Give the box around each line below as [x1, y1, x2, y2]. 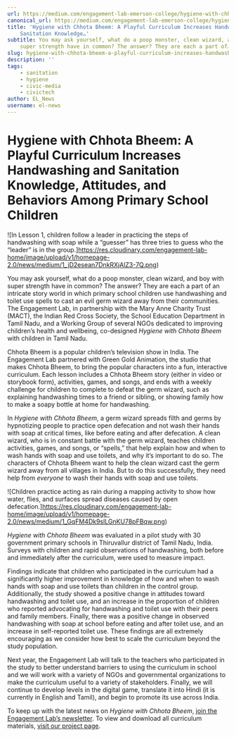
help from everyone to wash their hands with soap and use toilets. [7, 473, 198, 482]
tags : [7, 63, 23, 70]
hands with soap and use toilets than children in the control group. [7, 582, 199, 590]
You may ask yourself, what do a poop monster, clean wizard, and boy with [7, 274, 225, 283]
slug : [7, 50, 23, 57]
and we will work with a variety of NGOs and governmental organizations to [7, 670, 226, 679]
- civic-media [20, 82, 61, 89]
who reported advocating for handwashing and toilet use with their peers [7, 604, 219, 613]
